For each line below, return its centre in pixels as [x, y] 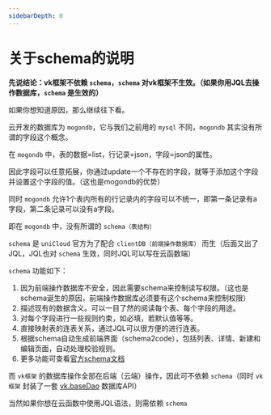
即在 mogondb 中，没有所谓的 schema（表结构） [82, 226]
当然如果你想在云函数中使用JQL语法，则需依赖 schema [98, 403]
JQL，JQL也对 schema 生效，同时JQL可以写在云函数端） [102, 253]
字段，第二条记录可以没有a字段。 [64, 209]
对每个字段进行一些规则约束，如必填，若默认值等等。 [109, 318]
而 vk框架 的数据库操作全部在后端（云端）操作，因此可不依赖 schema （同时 [131, 375]
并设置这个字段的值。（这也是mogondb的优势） [87, 181]
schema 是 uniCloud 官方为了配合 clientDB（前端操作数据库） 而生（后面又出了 [133, 243]
